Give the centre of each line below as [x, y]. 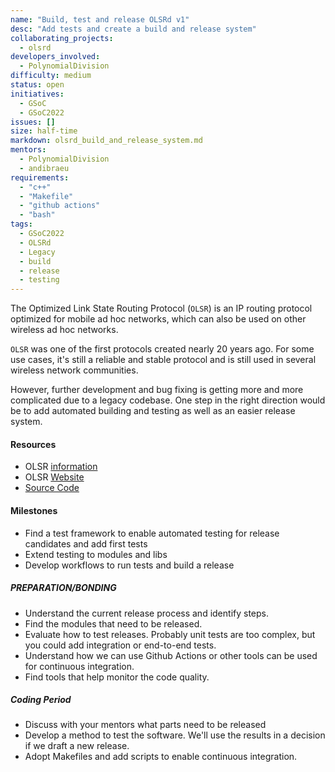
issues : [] [33, 122]
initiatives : [37, 94]
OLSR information [61, 467]
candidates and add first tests [86, 543]
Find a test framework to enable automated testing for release [152, 533]
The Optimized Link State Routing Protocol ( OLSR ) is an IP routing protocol [161, 308]
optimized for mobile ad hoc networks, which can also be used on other [158, 319]
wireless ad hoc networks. [64, 330]
